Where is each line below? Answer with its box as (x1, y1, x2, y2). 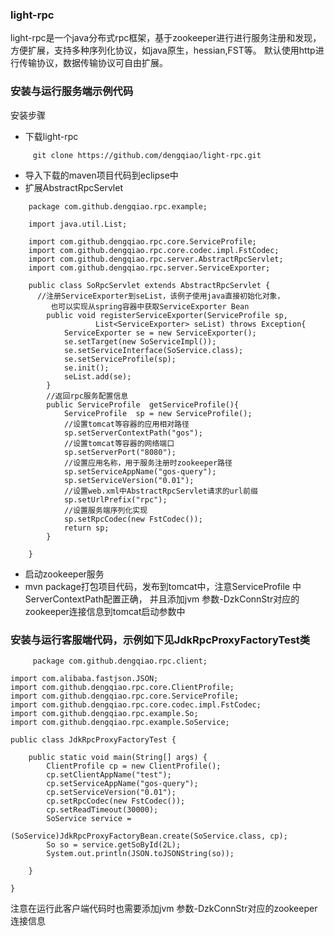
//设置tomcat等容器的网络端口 (63, 438, 175, 448)
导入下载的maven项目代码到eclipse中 (24, 169, 179, 181)
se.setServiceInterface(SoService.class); (63, 345, 244, 355)
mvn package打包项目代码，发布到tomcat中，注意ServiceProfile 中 (24, 580, 302, 592)
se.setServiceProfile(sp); (63, 354, 177, 364)
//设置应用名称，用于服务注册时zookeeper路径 (63, 458, 233, 468)
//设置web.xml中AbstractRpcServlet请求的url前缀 (63, 486, 258, 496)
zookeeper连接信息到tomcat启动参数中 (24, 605, 186, 617)
